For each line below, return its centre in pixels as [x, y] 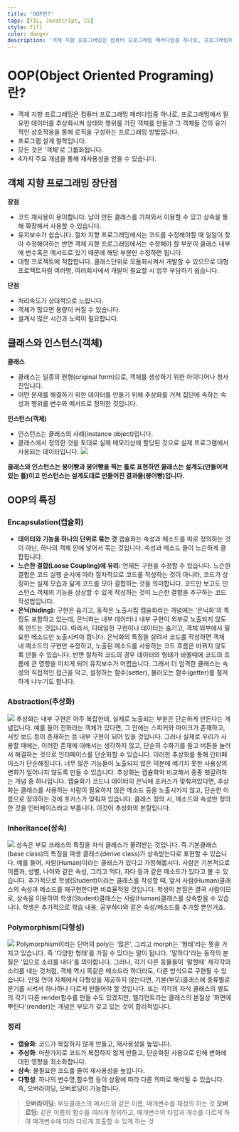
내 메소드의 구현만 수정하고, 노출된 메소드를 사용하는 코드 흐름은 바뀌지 [115, 646]
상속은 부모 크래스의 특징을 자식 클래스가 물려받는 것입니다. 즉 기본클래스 [117, 844]
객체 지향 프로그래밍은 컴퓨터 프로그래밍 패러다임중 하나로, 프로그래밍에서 [119, 114]
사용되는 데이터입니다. [48, 451]
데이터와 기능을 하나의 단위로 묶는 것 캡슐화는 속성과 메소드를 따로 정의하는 [121, 539]
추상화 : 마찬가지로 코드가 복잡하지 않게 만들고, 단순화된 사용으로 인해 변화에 [122, 1052]
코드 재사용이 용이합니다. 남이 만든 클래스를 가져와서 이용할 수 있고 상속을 [119, 217]
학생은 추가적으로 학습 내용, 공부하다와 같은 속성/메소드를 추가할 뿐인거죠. [124, 907]
